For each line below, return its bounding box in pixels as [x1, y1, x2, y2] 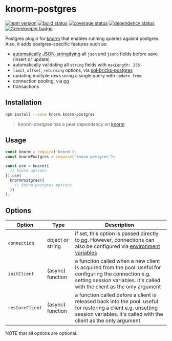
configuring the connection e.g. [75, 270, 151, 278]
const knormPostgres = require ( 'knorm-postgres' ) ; [5, 154, 116, 159]
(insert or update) [12, 56, 50, 62]
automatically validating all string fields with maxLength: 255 [12, 61, 140, 68]
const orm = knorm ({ [5, 163, 50, 169]
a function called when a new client [75, 258, 160, 265]
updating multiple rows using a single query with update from [12, 72, 142, 78]
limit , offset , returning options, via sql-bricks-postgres [12, 67, 133, 73]
